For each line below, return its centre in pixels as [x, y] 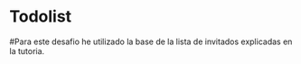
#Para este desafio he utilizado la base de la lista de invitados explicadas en [151, 41]
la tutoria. [27, 50]
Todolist [41, 17]
